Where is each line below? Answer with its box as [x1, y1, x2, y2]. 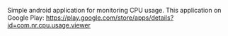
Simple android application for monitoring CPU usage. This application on [7, 6, 222, 14]
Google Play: [7, 13, 45, 22]
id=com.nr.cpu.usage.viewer [7, 21, 91, 29]
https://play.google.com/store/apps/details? [45, 13, 174, 22]
